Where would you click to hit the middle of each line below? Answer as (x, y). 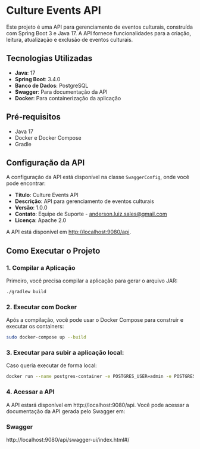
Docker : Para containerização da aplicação (68, 98)
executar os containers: (35, 327)
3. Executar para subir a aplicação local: (65, 353)
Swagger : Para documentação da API (61, 92)
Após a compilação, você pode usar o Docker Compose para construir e (95, 320)
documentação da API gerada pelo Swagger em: (66, 411)
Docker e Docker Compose (48, 137)
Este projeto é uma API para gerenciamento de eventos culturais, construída (100, 27)
